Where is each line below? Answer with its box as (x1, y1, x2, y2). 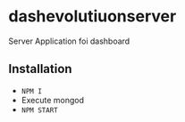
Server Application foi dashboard (8, 36, 130, 46)
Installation (8, 61, 72, 77)
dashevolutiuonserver (8, 6, 177, 27)
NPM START (21, 105, 59, 115)
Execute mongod (21, 94, 85, 105)
